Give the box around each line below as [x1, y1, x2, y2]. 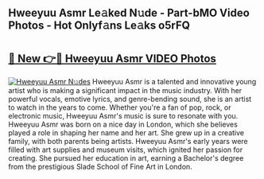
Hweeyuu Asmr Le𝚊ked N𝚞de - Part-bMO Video [8, 6, 250, 20]
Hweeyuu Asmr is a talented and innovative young [92, 77, 257, 86]
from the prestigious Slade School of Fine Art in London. [8, 162, 192, 171]
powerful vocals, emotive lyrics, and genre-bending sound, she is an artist [8, 95, 252, 103]
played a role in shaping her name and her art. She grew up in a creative [8, 128, 245, 138]
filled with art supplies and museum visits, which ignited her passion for [8, 145, 243, 154]
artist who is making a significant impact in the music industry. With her [8, 86, 243, 95]
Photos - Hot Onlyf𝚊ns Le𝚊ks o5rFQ [8, 19, 191, 33]
